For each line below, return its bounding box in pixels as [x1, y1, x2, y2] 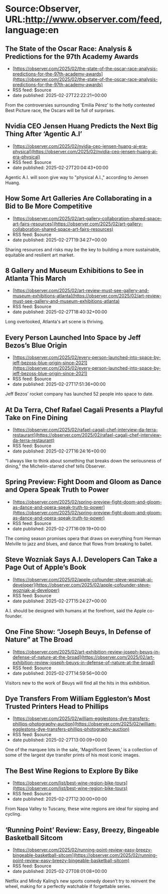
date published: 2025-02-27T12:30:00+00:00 [12, 796, 107, 802]
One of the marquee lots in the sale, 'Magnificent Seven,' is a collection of [5, 747, 158, 753]
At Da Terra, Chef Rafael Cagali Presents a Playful [5, 405, 163, 414]
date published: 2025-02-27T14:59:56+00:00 [12, 670, 107, 676]
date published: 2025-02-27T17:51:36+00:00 [12, 381, 106, 387]
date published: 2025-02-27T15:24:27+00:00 [12, 598, 107, 604]
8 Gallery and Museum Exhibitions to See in [5, 266, 144, 275]
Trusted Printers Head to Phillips [5, 702, 109, 710]
